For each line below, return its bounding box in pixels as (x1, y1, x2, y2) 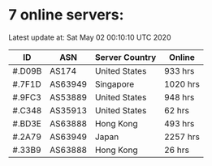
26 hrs (163, 144, 189, 155)
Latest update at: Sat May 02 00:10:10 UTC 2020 (8, 32, 171, 42)
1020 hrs (163, 79, 201, 90)
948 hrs (163, 92, 195, 103)
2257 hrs (163, 131, 201, 143)
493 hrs (163, 117, 195, 129)
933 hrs (163, 65, 195, 76)
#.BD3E (12, 117, 42, 129)
